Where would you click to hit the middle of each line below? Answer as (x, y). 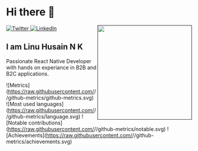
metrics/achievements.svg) (39, 142)
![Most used (21, 104)
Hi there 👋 (30, 12)
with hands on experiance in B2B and (51, 67)
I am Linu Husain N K (45, 47)
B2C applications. (27, 74)
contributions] (46, 123)
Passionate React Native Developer (49, 61)
